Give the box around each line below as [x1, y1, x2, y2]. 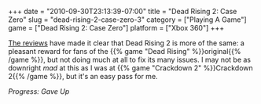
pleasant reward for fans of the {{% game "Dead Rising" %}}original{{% [8, 47, 241, 56]
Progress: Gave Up [8, 87, 70, 96]
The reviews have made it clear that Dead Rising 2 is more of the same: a [8, 38, 245, 48]
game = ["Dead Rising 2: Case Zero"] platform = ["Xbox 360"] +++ [8, 23, 225, 32]
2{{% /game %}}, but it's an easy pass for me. [8, 72, 159, 81]
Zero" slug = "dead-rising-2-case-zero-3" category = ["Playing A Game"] [8, 15, 247, 24]
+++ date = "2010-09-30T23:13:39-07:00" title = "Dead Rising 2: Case [8, 7, 237, 16]
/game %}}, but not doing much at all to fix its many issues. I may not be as [8, 55, 252, 64]
